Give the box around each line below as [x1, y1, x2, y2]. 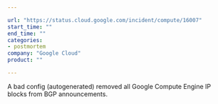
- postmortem [7, 43, 46, 51]
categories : [7, 36, 43, 43]
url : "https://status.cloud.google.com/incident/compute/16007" [7, 16, 202, 24]
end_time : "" [7, 30, 46, 37]
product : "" [7, 56, 43, 64]
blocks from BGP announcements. [7, 90, 108, 98]
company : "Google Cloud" [7, 50, 81, 57]
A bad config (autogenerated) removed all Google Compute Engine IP [7, 82, 212, 90]
